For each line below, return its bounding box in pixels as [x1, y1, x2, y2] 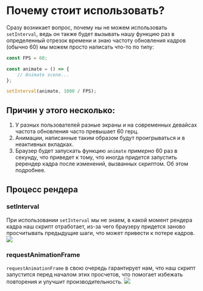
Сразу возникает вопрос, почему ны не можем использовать [6, 24, 168, 31]
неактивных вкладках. [15, 141, 74, 148]
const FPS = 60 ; [6, 55, 48, 61]
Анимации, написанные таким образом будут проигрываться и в [15, 135, 185, 142]
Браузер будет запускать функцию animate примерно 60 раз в [15, 147, 178, 155]
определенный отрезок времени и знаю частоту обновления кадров [6, 37, 186, 44]
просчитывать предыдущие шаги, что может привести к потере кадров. [6, 229, 195, 236]
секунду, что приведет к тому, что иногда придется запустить [15, 153, 177, 161]
